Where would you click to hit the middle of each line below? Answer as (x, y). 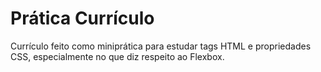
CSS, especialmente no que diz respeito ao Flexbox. (117, 56)
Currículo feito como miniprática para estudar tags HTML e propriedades (161, 46)
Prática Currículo (82, 18)
